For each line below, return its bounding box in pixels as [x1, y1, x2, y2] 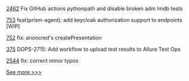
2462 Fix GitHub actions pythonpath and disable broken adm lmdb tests [6, 5, 183, 12]
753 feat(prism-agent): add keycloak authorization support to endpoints [6, 17, 183, 23]
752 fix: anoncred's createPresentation [6, 34, 102, 41]
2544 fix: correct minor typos [6, 57, 79, 64]
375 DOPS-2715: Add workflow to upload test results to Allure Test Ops [6, 46, 181, 53]
